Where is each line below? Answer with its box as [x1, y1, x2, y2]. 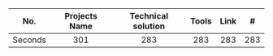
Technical [129, 11, 169, 21]
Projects [64, 11, 97, 21]
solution [132, 20, 165, 32]
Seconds [12, 34, 47, 45]
